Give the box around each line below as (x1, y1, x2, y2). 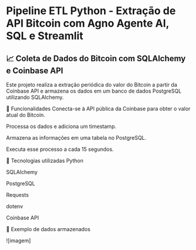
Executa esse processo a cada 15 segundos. (6, 146, 114, 153)
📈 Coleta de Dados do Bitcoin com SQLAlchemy (6, 53, 186, 63)
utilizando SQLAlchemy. (6, 94, 64, 101)
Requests (6, 192, 29, 198)
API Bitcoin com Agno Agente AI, (6, 17, 170, 30)
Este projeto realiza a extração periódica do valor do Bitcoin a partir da (6, 81, 178, 88)
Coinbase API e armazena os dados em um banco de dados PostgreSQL (6, 87, 182, 94)
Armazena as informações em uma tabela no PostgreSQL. (6, 134, 147, 141)
